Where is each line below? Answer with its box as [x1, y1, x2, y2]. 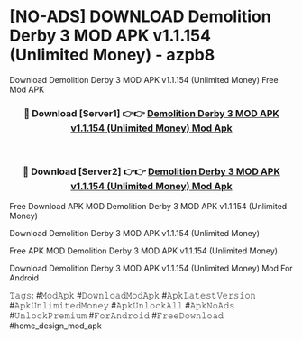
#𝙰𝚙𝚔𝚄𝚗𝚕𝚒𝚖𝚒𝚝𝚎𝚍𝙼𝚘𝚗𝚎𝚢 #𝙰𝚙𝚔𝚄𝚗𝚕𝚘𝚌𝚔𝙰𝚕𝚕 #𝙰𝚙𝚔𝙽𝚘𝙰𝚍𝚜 [9, 299, 235, 310]
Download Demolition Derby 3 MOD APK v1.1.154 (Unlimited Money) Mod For [9, 262, 293, 273]
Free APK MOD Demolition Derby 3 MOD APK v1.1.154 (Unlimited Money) [9, 245, 278, 256]
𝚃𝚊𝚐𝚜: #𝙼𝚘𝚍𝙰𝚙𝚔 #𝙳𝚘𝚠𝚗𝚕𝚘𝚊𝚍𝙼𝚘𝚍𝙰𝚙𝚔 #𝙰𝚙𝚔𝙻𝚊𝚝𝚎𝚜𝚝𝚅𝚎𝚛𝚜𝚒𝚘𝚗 [9, 289, 257, 300]
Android [9, 272, 39, 283]
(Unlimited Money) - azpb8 [9, 45, 215, 65]
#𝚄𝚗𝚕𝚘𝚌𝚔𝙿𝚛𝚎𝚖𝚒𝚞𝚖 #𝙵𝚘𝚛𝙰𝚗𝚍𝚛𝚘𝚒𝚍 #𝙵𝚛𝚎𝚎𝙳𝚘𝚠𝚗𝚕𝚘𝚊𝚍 [9, 309, 224, 321]
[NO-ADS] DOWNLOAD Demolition [9, 6, 272, 27]
